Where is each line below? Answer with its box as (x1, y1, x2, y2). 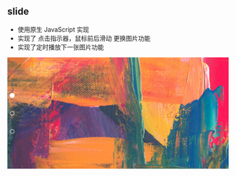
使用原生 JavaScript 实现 (17, 25, 89, 34)
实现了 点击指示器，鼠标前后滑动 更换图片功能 (17, 34, 151, 42)
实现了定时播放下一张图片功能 (17, 42, 104, 51)
